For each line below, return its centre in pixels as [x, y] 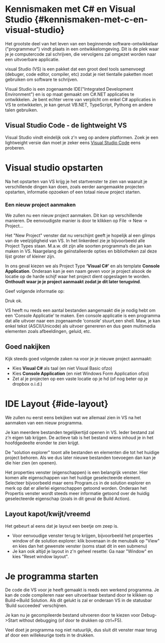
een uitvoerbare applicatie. [33, 59]
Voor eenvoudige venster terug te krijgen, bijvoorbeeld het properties [83, 536]
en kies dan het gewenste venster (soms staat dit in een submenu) [80, 546]
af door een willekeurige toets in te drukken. [50, 635]
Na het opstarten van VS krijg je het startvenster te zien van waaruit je [76, 181]
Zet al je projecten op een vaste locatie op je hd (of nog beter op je [80, 379]
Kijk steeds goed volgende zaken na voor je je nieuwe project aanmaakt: [79, 358]
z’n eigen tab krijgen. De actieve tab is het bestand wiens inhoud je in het [79, 437]
